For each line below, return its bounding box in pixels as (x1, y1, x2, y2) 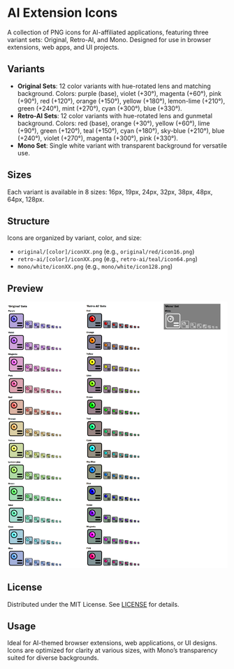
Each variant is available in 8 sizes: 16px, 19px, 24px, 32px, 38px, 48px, (7, 188, 213, 196)
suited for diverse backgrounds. (7, 654, 99, 662)
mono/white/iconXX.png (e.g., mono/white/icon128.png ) (17, 262, 173, 271)
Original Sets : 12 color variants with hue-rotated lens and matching (17, 82, 211, 90)
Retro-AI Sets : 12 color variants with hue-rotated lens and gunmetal (17, 111, 213, 120)
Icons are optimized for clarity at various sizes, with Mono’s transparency (7, 646, 218, 655)
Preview (7, 282, 44, 295)
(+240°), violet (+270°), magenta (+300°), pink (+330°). (17, 134, 178, 142)
